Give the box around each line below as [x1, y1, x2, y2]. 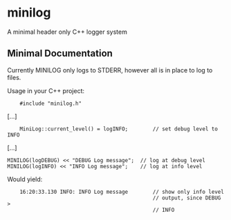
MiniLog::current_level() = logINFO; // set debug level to [19, 126, 218, 132]
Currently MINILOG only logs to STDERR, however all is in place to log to [7, 66, 213, 74]
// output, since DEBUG [152, 194, 221, 201]
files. [7, 73, 21, 81]
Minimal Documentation [7, 48, 113, 59]
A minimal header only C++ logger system [7, 28, 128, 36]
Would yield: [7, 174, 43, 183]
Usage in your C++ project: [7, 86, 85, 94]
